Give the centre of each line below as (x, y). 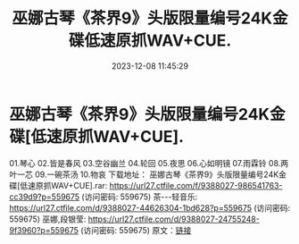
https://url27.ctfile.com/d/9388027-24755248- (174, 219)
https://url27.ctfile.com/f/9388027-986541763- (196, 185)
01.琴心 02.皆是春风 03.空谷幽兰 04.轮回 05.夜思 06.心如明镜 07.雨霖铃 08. (145, 163)
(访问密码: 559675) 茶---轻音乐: (140, 197)
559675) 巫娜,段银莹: (48, 219)
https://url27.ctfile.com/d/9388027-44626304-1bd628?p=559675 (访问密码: (150, 207)
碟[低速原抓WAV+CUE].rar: (58, 185)
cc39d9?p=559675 (45, 197)
